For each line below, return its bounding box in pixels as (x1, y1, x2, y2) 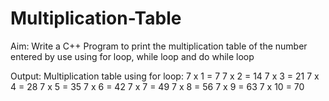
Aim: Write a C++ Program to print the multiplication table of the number (10, 40, 308, 52)
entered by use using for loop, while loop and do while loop (10, 50, 255, 62)
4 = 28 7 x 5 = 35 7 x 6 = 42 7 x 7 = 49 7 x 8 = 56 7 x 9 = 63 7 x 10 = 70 (10, 80, 305, 92)
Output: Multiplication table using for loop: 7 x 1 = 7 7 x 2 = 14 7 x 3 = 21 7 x (10, 70, 320, 82)
